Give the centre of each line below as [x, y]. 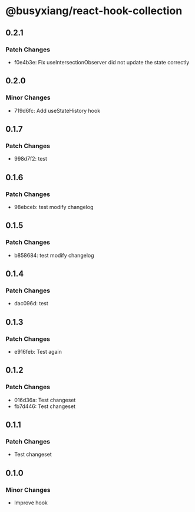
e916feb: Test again [38, 352]
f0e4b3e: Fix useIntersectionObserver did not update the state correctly [102, 62]
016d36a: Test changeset [45, 400]
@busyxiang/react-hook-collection [94, 11]
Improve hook [31, 503]
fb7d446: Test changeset [45, 406]
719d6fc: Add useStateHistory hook [57, 110]
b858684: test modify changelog [54, 255]
